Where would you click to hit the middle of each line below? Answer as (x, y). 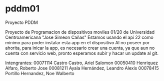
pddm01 (22, 9)
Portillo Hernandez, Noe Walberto (40, 73)
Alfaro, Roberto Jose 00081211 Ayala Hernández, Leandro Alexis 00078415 (82, 68)
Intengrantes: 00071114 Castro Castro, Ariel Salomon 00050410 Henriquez (82, 63)
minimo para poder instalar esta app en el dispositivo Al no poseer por (77, 42)
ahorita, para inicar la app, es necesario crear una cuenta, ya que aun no (80, 48)
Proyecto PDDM (22, 22)
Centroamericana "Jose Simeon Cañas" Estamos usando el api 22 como (79, 37)
